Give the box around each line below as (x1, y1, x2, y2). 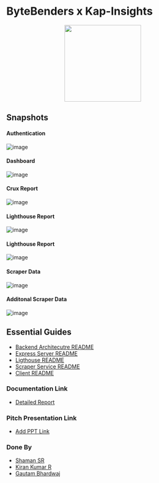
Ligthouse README (15, 356, 64, 363)
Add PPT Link (15, 428, 50, 435)
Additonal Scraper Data (6, 295, 67, 303)
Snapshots (6, 112, 49, 123)
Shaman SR (15, 457, 45, 464)
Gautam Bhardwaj (15, 470, 61, 477)
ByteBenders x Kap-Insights (6, 4, 153, 18)
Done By (6, 443, 32, 452)
